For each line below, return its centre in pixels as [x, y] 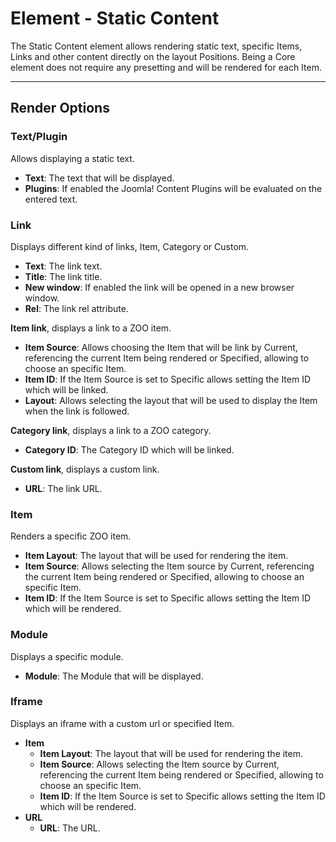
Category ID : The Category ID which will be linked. [129, 449]
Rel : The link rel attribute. [76, 308]
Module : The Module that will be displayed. [114, 676]
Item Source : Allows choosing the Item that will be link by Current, [161, 347]
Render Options [60, 108]
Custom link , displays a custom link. [85, 469]
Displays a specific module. [67, 656]
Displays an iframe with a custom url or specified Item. [122, 723]
